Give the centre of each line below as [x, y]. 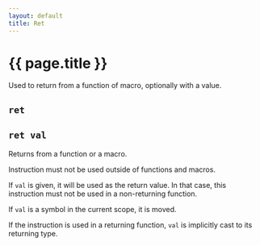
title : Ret [27, 23]
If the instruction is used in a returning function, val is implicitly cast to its [130, 225]
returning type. [33, 233]
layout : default [36, 16]
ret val [27, 136]
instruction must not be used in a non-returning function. [103, 194]
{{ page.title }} [58, 63]
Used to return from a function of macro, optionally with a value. [115, 85]
